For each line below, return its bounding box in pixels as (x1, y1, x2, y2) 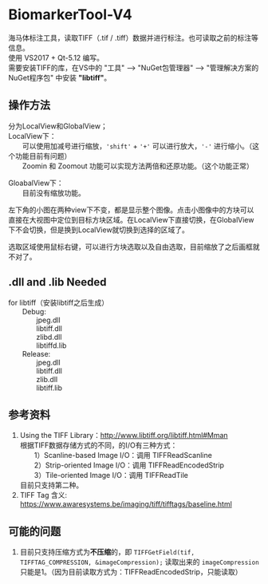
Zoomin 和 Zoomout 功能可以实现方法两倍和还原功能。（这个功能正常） (22, 161, 254, 171)
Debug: (22, 306, 46, 316)
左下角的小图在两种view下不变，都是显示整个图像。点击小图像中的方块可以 (8, 205, 254, 215)
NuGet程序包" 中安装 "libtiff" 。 (8, 73, 112, 82)
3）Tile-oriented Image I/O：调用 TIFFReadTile (33, 471, 189, 480)
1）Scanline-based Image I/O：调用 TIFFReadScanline (33, 451, 213, 460)
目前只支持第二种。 (19, 480, 84, 490)
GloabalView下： (8, 178, 64, 187)
